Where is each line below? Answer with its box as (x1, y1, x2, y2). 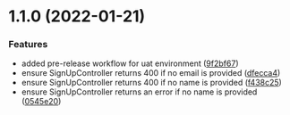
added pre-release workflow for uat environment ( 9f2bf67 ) (21, 58, 239, 69)
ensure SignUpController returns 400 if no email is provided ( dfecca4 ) (21, 68, 281, 78)
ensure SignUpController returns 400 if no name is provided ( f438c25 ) (21, 78, 283, 88)
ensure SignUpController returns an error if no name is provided (21, 86, 258, 97)
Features (8, 38, 48, 51)
